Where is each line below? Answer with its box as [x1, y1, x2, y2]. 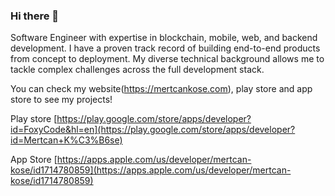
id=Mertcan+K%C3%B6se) [10, 134, 123, 146]
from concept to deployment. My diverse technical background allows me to [10, 53, 325, 65]
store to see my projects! [10, 94, 113, 106]
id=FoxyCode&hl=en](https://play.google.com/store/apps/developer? [10, 124, 296, 136]
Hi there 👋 [10, 9, 60, 23]
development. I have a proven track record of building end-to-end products [10, 42, 321, 54]
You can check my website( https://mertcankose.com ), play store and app [10, 83, 313, 95]
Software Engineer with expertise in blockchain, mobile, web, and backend [10, 32, 318, 44]
